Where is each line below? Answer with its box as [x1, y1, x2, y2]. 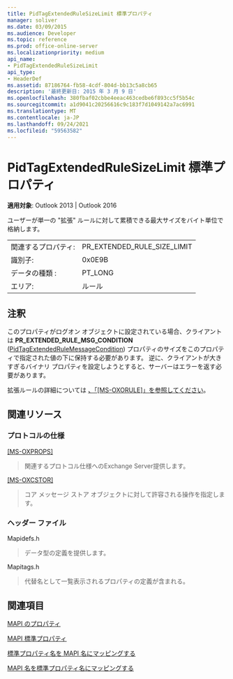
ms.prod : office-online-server [7, 43, 98, 50]
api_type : [7, 68, 36, 75]
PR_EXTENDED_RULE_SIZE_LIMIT [82, 242, 193, 251]
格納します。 [7, 225, 44, 233]
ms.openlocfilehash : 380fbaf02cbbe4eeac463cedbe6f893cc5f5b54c [7, 95, 195, 102]
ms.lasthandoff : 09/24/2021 [7, 120, 89, 128]
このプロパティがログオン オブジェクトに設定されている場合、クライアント [7, 328, 223, 336]
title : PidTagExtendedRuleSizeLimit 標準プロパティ [7, 10, 153, 17]
